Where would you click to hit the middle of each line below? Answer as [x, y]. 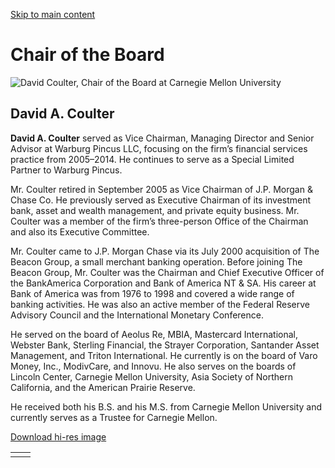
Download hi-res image [58, 436]
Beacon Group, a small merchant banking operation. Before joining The [156, 261]
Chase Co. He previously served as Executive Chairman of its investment [161, 200]
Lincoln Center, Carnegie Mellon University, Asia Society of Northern [151, 376]
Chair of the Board [87, 55]
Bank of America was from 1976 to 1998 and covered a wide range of [152, 293]
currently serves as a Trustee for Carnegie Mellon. [114, 417]
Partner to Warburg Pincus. [66, 170]
